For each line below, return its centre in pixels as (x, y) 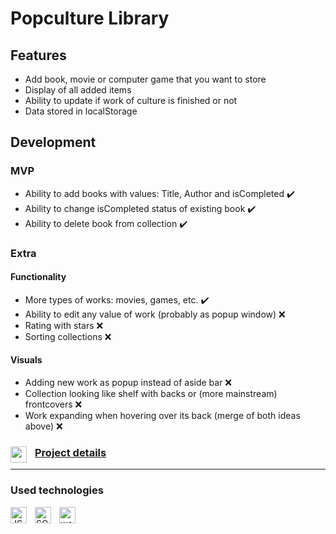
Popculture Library (90, 18)
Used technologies (57, 490)
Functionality (38, 277)
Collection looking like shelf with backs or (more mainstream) (151, 394)
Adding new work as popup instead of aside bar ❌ (128, 383)
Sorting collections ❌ (68, 336)
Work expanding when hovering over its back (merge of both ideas (162, 416)
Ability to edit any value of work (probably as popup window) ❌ (155, 314)
